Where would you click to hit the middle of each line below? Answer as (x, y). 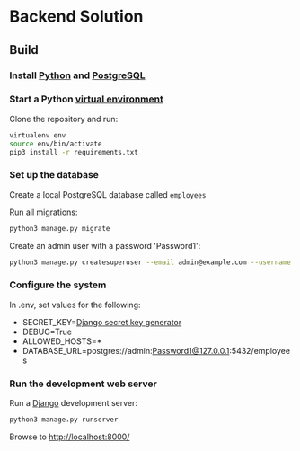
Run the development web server (83, 384)
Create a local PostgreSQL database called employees (108, 194)
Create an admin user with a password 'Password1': (105, 245)
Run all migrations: (44, 212)
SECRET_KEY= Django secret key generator (102, 322)
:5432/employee (259, 350)
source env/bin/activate (56, 144)
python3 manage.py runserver (64, 420)
